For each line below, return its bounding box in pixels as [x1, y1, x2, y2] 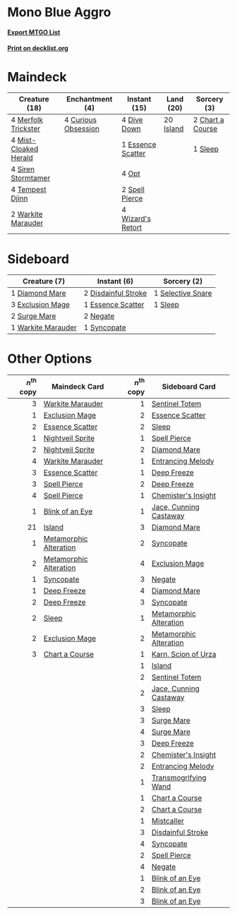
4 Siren [11, 164, 35, 174]
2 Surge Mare [11, 311, 56, 321]
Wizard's [121, 214, 152, 224]
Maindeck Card [51, 382, 104, 392]
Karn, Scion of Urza [151, 649, 217, 659]
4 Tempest [11, 185, 47, 195]
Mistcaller [151, 816, 185, 825]
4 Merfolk [11, 115, 44, 125]
